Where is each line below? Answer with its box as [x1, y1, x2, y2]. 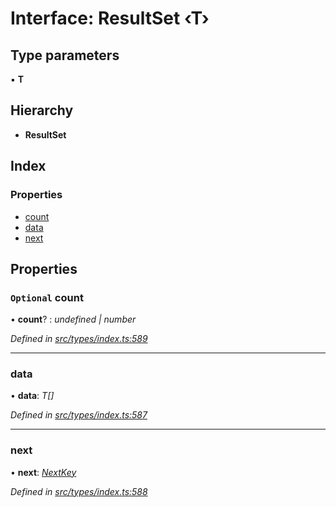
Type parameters [10, 47, 120, 64]
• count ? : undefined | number [10, 313, 137, 326]
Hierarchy [10, 102, 74, 119]
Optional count [10, 290, 84, 304]
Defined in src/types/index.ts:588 [10, 485, 148, 497]
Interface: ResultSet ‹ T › [10, 7, 210, 30]
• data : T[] [10, 390, 55, 402]
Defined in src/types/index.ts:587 [10, 409, 148, 421]
